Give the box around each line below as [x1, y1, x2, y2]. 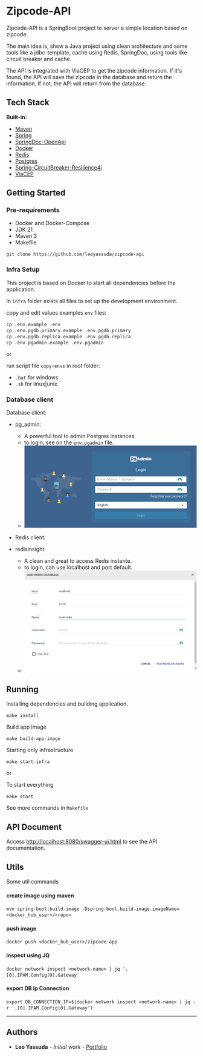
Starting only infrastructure [6, 746, 74, 754]
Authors [6, 1027, 38, 1037]
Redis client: [14, 534, 46, 541]
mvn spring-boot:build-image [6, 906, 80, 912]
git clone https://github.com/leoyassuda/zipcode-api [6, 251, 145, 258]
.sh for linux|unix [14, 380, 57, 387]
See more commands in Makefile [6, 804, 89, 812]
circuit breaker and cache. [6, 55, 72, 62]
